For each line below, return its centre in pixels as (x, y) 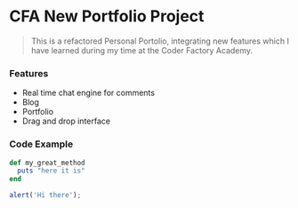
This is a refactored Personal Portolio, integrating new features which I (160, 41)
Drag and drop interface (66, 121)
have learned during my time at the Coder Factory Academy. (142, 50)
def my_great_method (48, 163)
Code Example (41, 144)
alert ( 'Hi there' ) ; (45, 196)
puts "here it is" (52, 171)
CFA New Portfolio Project (107, 16)
